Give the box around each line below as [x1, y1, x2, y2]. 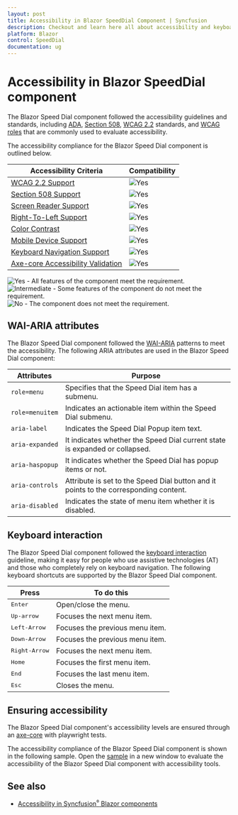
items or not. [64, 464, 107, 474]
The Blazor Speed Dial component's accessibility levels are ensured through [7, 723, 230, 732]
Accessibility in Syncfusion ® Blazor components [17, 799, 158, 808]
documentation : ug [7, 43, 62, 50]
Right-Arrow [11, 647, 50, 655]
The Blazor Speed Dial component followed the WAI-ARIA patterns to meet [7, 339, 225, 347]
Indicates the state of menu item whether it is [64, 496, 215, 506]
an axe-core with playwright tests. [7, 731, 108, 739]
